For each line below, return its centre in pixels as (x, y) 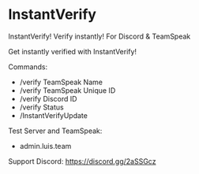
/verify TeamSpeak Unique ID (68, 90)
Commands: (28, 67)
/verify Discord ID (48, 98)
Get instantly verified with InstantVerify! (72, 51)
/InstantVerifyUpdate (54, 115)
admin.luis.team (45, 146)
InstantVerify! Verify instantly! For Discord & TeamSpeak (99, 36)
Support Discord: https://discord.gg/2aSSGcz (82, 161)
